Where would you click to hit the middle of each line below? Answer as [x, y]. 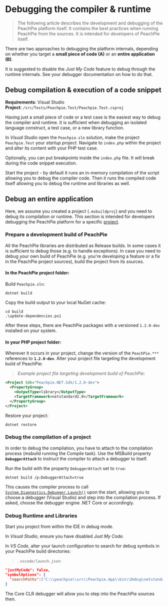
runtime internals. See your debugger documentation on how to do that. [79, 74]
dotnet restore [21, 424]
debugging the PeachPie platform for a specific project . [62, 221]
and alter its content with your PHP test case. [52, 148]
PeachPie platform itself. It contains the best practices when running [88, 28]
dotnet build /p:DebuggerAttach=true [44, 477]
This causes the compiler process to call [47, 486]
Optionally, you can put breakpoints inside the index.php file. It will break [80, 157]
